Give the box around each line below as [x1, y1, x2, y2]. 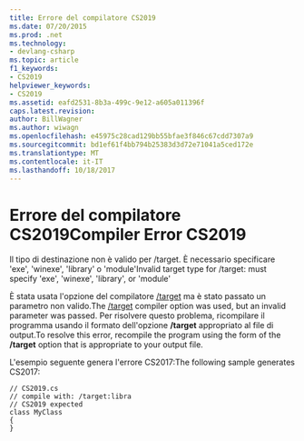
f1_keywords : [9, 65, 59, 74]
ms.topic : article [9, 55, 79, 65]
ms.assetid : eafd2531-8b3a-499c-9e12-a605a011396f [9, 97, 205, 107]
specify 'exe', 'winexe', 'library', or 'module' [9, 274, 172, 285]
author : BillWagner [9, 115, 83, 124]
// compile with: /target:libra [9, 392, 132, 401]
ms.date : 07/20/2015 [9, 22, 88, 31]
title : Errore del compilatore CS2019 [9, 13, 156, 23]
